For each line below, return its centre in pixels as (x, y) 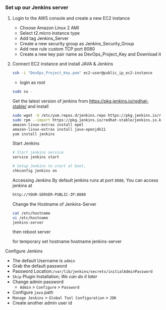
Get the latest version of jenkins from (50, 101)
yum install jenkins (33, 134)
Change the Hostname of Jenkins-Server (54, 204)
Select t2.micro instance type (50, 33)
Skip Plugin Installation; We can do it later (55, 277)
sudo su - (23, 92)
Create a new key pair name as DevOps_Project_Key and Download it (90, 54)
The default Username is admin (44, 261)
